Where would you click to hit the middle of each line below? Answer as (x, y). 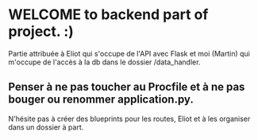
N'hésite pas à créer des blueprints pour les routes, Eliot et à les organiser (129, 119)
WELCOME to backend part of (108, 15)
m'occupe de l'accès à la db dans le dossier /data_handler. (104, 62)
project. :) (41, 31)
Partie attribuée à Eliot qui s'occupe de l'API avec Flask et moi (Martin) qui (129, 53)
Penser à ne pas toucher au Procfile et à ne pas (127, 87)
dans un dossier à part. (46, 127)
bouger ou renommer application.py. (101, 100)
